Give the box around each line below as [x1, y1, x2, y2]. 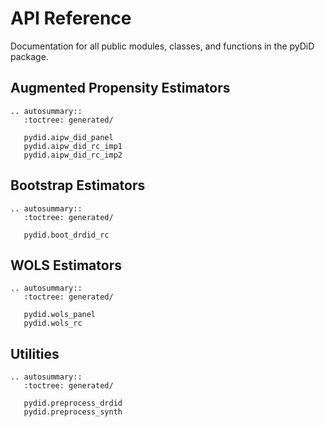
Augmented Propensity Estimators [10, 80, 231, 97]
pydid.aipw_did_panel [23, 132, 114, 142]
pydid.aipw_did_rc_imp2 [23, 150, 123, 160]
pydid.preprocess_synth [23, 407, 123, 417]
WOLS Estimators [10, 257, 122, 274]
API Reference [10, 7, 132, 30]
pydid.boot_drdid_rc [23, 230, 110, 240]
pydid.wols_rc [23, 318, 83, 329]
